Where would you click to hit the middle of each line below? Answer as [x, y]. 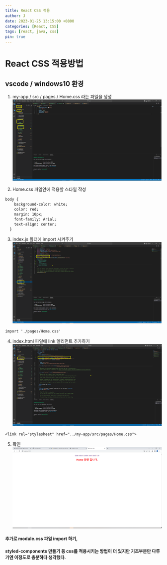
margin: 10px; [29, 214]
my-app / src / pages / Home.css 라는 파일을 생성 [62, 97]
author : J [15, 16]
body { [12, 199]
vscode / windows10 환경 [44, 84]
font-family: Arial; [35, 219]
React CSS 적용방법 [44, 64]
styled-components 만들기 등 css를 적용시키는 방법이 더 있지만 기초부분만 [78, 551]
